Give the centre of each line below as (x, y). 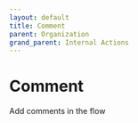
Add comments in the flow (57, 111)
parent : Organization (49, 34)
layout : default (39, 17)
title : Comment (37, 26)
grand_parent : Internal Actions (69, 42)
